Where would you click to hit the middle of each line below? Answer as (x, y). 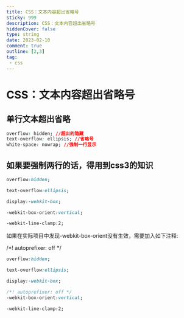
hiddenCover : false (31, 29)
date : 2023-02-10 (28, 40)
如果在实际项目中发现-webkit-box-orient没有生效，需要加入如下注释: (92, 236)
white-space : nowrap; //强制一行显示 (51, 145)
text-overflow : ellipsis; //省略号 (50, 139)
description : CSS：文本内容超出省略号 (51, 23)
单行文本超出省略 (38, 119)
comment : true (24, 46)
